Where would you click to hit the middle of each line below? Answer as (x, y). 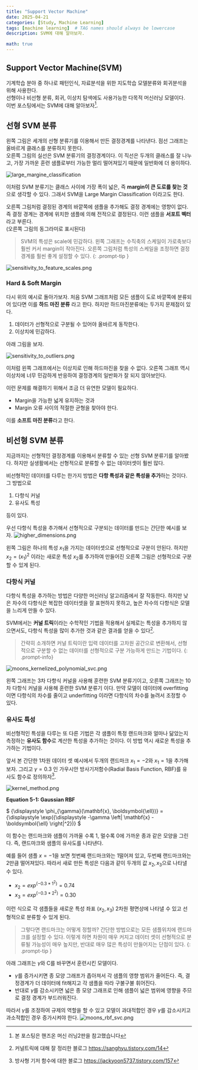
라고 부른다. (20, 222)
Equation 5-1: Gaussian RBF (41, 800)
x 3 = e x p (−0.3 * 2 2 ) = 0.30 (45, 894)
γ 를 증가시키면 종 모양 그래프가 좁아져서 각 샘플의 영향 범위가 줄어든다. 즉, (99, 975)
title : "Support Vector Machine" (47, 11)
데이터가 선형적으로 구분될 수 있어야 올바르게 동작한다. (77, 324)
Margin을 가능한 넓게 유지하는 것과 (55, 400)
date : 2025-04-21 (27, 17)
